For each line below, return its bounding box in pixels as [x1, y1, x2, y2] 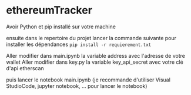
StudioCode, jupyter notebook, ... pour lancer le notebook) [6, 82, 148, 89]
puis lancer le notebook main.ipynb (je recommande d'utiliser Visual [6, 76, 170, 83]
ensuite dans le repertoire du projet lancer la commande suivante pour [6, 34, 177, 41]
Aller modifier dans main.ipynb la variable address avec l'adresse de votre [6, 52, 185, 59]
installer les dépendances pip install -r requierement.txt [6, 41, 152, 48]
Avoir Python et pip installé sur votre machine [6, 23, 116, 30]
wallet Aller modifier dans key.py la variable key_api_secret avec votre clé [6, 58, 183, 65]
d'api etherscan [6, 64, 44, 71]
